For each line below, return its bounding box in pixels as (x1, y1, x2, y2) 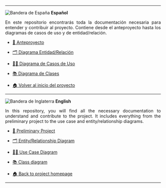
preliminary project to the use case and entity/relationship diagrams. (5, 118, 144, 124)
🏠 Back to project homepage (12, 171, 73, 177)
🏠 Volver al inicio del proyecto (12, 82, 75, 88)
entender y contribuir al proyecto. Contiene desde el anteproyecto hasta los (5, 25, 161, 30)
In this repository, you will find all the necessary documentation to (5, 108, 161, 113)
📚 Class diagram (12, 159, 48, 165)
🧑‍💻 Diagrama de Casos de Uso (12, 61, 75, 67)
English (55, 98, 72, 104)
